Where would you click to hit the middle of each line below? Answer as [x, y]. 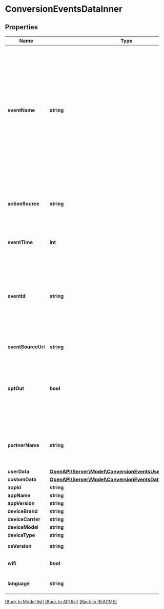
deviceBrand [23, 511]
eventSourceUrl [26, 347]
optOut [16, 388]
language [19, 583]
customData [22, 479]
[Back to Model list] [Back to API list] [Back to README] [61, 602]
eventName [21, 110]
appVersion [21, 503]
